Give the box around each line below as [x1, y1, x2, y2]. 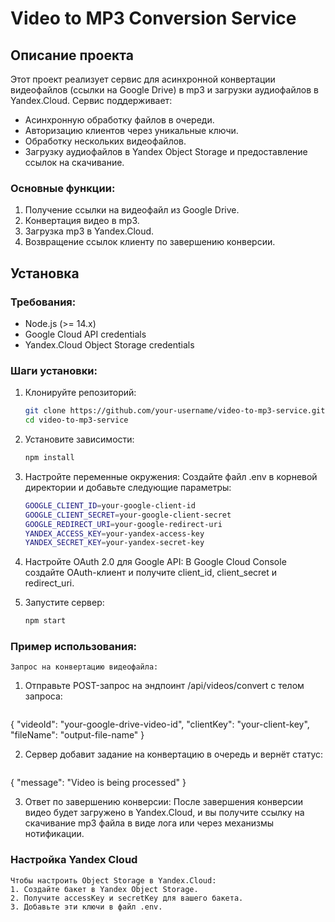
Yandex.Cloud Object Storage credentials [24, 338, 195, 351]
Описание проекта [10, 47, 134, 64]
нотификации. [24, 828, 85, 840]
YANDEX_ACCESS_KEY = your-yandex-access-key [24, 528, 205, 539]
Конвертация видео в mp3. [24, 215, 140, 227]
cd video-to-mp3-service [24, 415, 129, 426]
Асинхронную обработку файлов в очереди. [24, 114, 215, 126]
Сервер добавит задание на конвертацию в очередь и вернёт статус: [24, 748, 324, 761]
